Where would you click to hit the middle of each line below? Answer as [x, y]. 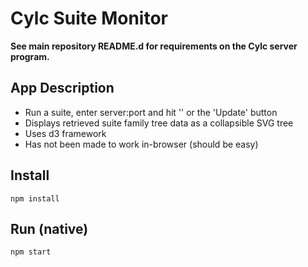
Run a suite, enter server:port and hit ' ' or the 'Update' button [151, 112]
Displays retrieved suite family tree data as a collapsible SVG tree [159, 123]
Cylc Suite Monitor [89, 18]
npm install [35, 198]
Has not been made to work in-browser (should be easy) [141, 144]
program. [30, 56]
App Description [62, 88]
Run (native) [49, 228]
